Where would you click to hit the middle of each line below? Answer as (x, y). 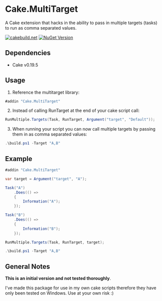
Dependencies (28, 53)
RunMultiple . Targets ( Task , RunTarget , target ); (55, 242)
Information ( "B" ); (42, 229)
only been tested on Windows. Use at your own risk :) (60, 293)
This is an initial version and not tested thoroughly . (58, 278)
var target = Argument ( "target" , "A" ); (46, 179)
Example (19, 159)
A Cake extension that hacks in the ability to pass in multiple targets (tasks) (81, 23)
